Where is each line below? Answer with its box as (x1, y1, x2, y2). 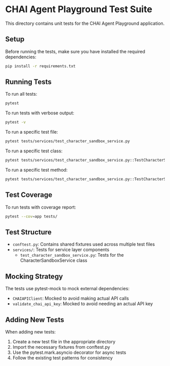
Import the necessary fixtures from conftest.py (12, 344, 110, 350)
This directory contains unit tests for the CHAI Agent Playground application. (5, 20, 165, 26)
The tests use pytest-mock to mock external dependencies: (5, 286, 130, 292)
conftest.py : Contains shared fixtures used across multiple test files (12, 241, 155, 248)
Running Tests (5, 77, 52, 87)
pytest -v (5, 120, 26, 125)
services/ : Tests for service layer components (12, 247, 110, 253)
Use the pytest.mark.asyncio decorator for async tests (12, 349, 126, 355)
